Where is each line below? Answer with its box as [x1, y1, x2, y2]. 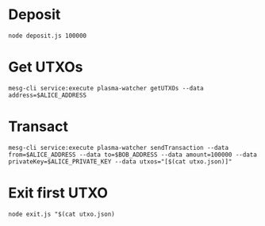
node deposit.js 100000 [8, 32, 87, 40]
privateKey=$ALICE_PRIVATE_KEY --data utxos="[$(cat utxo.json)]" [8, 157, 232, 166]
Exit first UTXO [8, 184, 109, 201]
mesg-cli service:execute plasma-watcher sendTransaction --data [8, 144, 229, 151]
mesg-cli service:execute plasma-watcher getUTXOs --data [8, 84, 204, 92]
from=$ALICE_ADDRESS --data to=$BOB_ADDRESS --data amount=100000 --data [8, 151, 258, 159]
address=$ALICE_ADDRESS [8, 91, 87, 99]
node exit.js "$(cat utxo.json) [8, 210, 115, 218]
